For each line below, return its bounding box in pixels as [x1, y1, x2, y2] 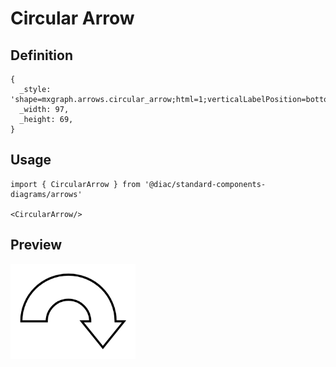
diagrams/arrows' [10, 189, 83, 199]
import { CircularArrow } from [10, 179, 141, 189]
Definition [10, 47, 73, 64]
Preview [10, 237, 63, 254]
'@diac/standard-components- [144, 179, 267, 189]
